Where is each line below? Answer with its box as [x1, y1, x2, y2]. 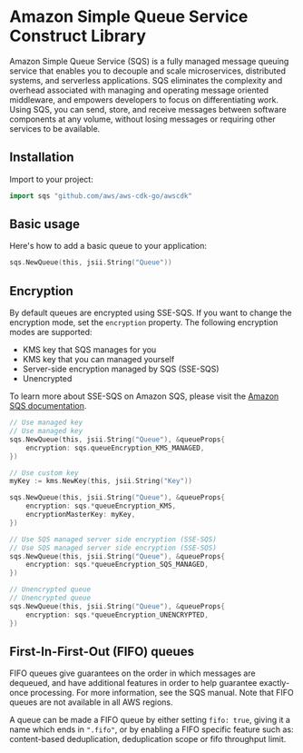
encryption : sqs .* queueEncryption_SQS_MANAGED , [25, 560, 209, 570]
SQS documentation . [9, 401, 87, 411]
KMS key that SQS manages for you [22, 344, 157, 355]
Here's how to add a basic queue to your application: [9, 241, 207, 252]
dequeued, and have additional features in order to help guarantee [9, 678, 258, 689]
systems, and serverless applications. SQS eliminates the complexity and [9, 74, 283, 85]
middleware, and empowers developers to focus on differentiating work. [9, 94, 279, 105]
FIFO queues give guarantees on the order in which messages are [9, 668, 256, 679]
